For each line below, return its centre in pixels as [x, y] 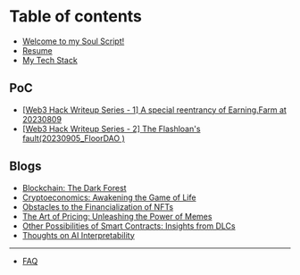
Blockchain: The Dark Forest [74, 187]
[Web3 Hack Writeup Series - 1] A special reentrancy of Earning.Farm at [154, 110]
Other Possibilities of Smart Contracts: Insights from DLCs [129, 226]
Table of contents [76, 17]
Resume [37, 50]
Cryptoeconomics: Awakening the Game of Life [109, 197]
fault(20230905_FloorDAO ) [73, 138]
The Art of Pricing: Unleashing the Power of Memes [117, 216]
